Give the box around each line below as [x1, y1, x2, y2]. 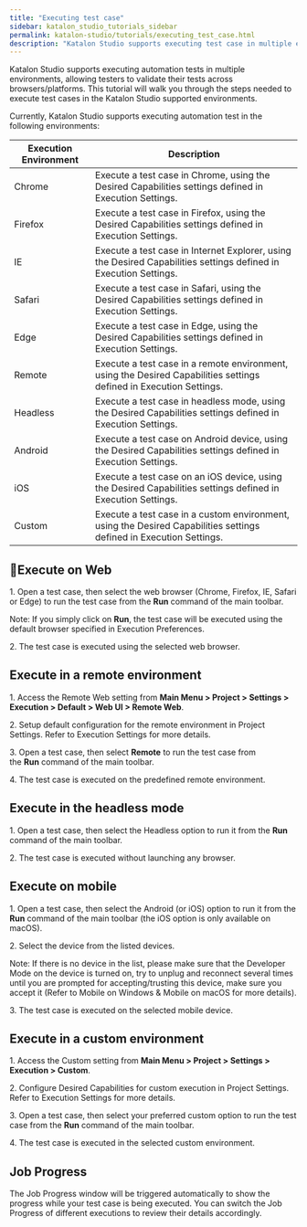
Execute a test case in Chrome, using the [94, 169, 270, 182]
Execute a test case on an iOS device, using [94, 471, 282, 483]
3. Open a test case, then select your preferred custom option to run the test [9, 1110, 297, 1121]
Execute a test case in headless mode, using [94, 395, 286, 407]
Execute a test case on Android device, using [94, 433, 289, 446]
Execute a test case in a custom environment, [94, 508, 290, 521]
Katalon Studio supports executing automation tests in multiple [9, 64, 246, 75]
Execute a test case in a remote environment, [94, 357, 289, 370]
